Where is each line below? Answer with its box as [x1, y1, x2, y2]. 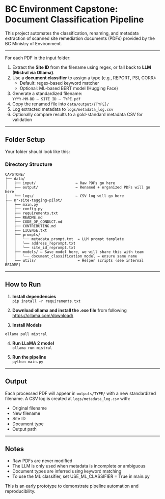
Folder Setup [5, 135, 45, 144]
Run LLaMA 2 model [12, 340, 54, 346]
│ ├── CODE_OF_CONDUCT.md [5, 219, 63, 224]
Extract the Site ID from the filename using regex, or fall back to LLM [12, 64, 151, 70]
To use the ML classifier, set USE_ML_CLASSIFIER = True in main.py [12, 473, 150, 479]
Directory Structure [5, 161, 53, 168]
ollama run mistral [12, 345, 53, 350]
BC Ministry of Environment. [5, 40, 62, 46]
